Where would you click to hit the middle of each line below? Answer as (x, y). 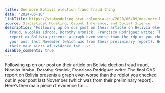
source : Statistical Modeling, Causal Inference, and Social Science (78, 23)
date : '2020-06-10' (25, 14)
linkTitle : (16, 19)
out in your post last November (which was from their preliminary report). (79, 80)
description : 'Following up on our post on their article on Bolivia (78, 28)
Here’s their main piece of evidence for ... (47, 85)
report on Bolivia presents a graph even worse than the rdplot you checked (81, 75)
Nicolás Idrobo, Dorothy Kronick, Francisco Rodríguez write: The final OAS (80, 70)
